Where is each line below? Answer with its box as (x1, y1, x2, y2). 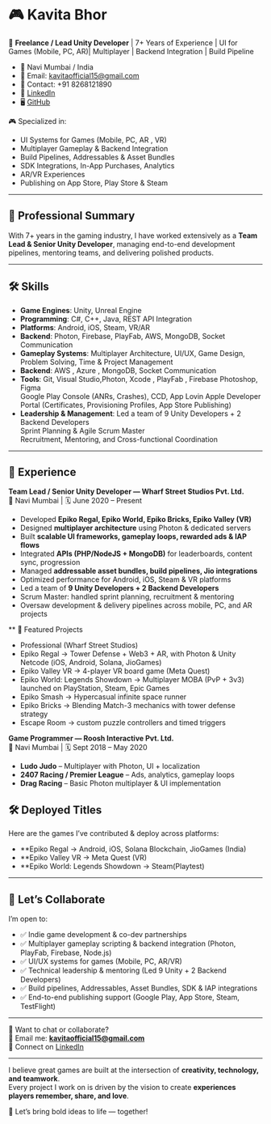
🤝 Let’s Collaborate (8, 893, 106, 906)
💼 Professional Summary (8, 209, 135, 223)
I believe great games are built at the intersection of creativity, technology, (8, 1065, 260, 1075)
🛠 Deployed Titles (8, 803, 102, 816)
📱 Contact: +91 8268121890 (19, 79, 113, 89)
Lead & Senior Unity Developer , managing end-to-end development (8, 239, 236, 248)
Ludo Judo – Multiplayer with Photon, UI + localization (19, 761, 200, 771)
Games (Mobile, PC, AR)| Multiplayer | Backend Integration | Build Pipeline (8, 46, 254, 56)
